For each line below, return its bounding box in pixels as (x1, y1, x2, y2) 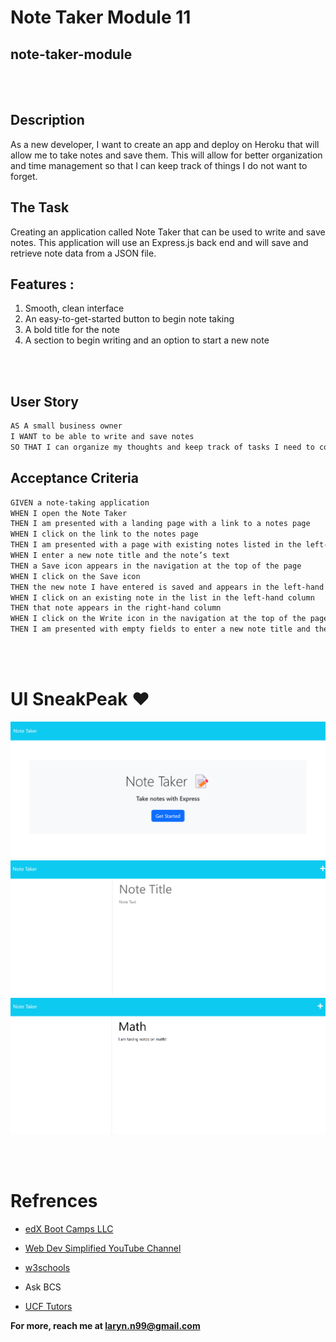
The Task (10, 199, 70, 216)
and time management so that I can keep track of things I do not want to (10, 159, 308, 171)
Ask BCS (24, 1281, 62, 1293)
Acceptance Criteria (10, 470, 139, 487)
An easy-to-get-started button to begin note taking (24, 313, 235, 325)
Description (10, 112, 85, 129)
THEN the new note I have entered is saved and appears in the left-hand (10, 582, 325, 592)
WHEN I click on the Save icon (10, 571, 141, 581)
